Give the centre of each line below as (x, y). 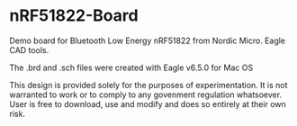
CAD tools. (29, 49)
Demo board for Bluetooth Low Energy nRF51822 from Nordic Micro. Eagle (148, 40)
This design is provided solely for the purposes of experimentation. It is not (148, 85)
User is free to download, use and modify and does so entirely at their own (148, 103)
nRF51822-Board (74, 16)
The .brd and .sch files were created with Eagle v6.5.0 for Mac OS (131, 67)
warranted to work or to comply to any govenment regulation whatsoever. (145, 94)
